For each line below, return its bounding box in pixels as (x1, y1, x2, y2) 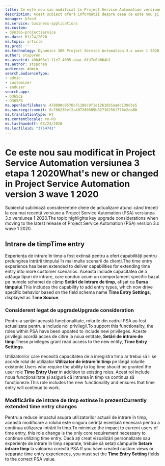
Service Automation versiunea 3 (5, 157, 140, 168)
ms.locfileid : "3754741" (5, 126, 56, 130)
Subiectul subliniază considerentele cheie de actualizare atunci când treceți (5, 205, 158, 211)
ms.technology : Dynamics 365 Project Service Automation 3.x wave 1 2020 (5, 48, 160, 53)
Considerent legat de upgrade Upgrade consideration (5, 307, 134, 314)
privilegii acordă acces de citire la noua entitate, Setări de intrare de (5, 334, 143, 339)
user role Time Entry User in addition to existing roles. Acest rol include (5, 369, 150, 375)
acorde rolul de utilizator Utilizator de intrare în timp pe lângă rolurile (5, 359, 145, 364)
